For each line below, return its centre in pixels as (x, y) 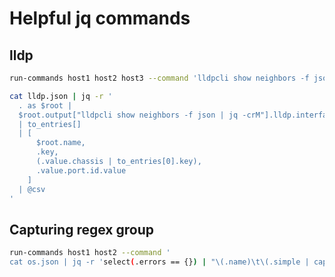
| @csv (32, 189)
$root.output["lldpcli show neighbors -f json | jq (128, 115)
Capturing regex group (81, 229)
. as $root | (45, 105)
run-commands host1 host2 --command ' (90, 253)
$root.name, (60, 143)
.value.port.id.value (81, 170)
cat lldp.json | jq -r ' (61, 96)
